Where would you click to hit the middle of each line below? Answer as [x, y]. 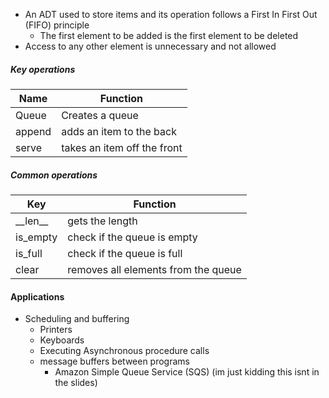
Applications [37, 296]
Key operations [43, 69]
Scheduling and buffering [77, 319]
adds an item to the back [119, 131]
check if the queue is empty [132, 237]
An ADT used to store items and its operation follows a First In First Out [171, 14]
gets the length [102, 221]
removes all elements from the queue [154, 269]
